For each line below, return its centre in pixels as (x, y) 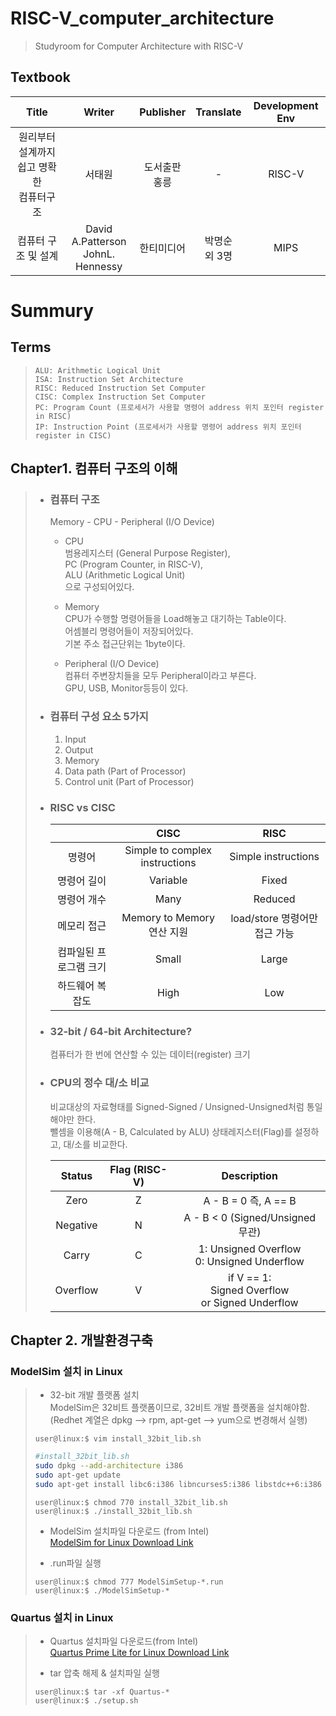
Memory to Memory (168, 918)
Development (286, 105)
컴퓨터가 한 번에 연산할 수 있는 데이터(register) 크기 (150, 1054)
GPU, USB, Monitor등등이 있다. (126, 688)
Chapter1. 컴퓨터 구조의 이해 (94, 468)
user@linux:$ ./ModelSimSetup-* (102, 1590)
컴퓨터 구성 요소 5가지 (99, 717)
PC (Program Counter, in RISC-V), (134, 564)
